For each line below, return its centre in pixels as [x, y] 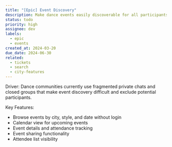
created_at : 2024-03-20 [31, 48]
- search [19, 67]
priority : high [21, 24]
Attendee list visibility [35, 139]
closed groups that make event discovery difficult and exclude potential [81, 92]
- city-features [27, 72]
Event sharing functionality [41, 133]
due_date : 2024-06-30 [28, 53]
